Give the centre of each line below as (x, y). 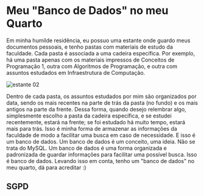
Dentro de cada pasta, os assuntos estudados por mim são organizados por (101, 96)
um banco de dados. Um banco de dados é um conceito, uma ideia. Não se (101, 141)
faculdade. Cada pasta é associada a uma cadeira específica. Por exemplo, (101, 53)
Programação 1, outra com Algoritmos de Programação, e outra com (92, 66)
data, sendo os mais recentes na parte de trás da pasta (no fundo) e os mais (102, 103)
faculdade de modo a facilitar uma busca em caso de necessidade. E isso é (101, 135)
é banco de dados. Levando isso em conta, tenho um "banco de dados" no (100, 161)
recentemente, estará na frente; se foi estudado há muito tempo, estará (96, 122)
